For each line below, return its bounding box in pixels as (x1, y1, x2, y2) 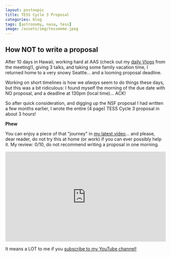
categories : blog (5, 17, 42, 22)
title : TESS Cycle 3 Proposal (5, 12, 70, 17)
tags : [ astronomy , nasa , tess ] (5, 21, 72, 27)
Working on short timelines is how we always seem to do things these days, (5, 79, 164, 85)
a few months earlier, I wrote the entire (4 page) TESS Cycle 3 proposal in (5, 105, 160, 111)
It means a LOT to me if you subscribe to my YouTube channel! (5, 246, 137, 252)
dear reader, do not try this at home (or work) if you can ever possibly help (5, 136, 162, 142)
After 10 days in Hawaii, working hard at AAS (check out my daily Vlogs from (5, 59, 165, 65)
